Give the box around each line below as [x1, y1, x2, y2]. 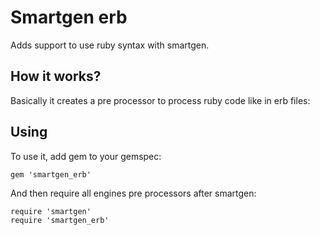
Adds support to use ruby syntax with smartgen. [10, 39, 210, 51]
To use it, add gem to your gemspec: [10, 150, 162, 162]
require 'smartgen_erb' [10, 215, 110, 225]
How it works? [10, 68, 102, 85]
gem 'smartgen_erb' [10, 169, 92, 180]
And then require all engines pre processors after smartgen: [10, 187, 257, 199]
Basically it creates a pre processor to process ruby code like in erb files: [10, 94, 311, 106]
